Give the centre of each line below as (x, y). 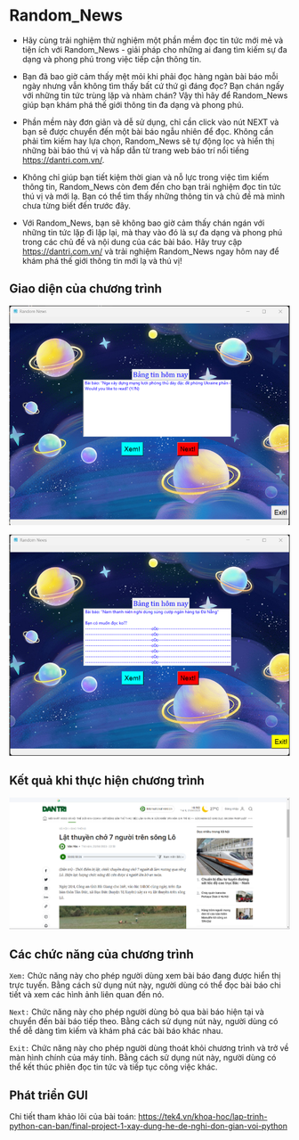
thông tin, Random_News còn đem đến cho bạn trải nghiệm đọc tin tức (152, 186)
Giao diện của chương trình (86, 289)
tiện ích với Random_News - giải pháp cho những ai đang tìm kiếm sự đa (154, 49)
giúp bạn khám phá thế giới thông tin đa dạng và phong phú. (133, 104)
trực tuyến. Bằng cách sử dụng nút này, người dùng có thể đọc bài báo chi (145, 985)
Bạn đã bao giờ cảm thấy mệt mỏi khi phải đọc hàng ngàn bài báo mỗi (150, 76)
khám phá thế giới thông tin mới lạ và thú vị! (102, 260)
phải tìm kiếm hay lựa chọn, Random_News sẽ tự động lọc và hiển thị (148, 141)
